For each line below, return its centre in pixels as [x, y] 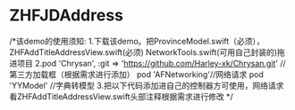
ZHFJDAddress [66, 16]
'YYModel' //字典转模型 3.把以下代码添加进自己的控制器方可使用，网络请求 [147, 85]
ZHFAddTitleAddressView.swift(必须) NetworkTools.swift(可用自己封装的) [143, 52]
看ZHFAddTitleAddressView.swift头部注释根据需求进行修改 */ [122, 96]
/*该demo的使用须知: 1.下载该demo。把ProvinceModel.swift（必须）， [137, 41]
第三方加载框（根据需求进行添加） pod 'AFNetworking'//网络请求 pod [136, 74]
